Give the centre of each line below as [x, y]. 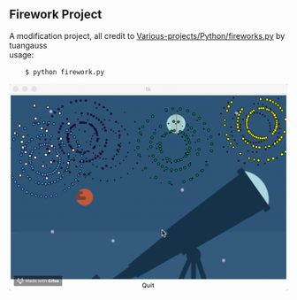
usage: [22, 54]
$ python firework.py [65, 72]
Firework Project [56, 15]
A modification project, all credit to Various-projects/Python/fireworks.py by [147, 35]
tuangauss [28, 45]
